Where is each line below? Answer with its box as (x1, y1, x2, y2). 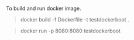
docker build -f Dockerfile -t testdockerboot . (20, 16, 130, 23)
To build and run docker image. (6, 5, 81, 12)
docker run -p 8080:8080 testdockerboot (20, 27, 121, 34)
